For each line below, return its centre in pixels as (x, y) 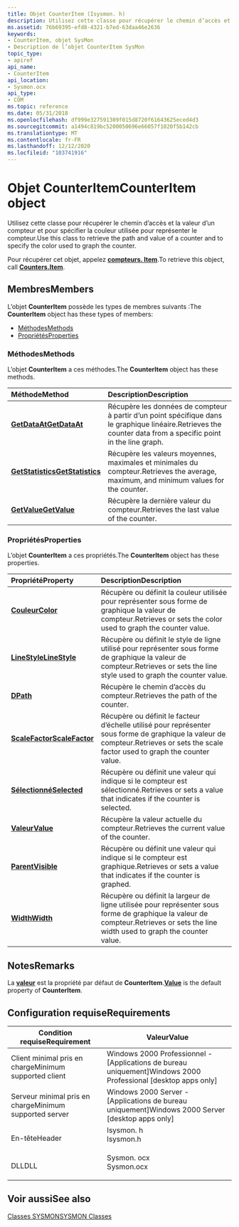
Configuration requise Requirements (89, 1012)
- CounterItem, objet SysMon (51, 41)
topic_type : (25, 54)
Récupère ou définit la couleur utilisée (164, 593)
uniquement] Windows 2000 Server (166, 1110)
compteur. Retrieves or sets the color (161, 619)
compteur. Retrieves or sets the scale (162, 743)
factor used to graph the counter (155, 752)
